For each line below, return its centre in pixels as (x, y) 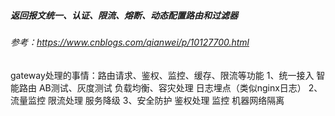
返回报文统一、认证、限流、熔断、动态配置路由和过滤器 (124, 15)
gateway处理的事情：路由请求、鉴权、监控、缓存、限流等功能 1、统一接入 (162, 75)
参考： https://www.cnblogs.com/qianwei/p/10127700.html (130, 42)
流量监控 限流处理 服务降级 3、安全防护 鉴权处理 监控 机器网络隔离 (147, 100)
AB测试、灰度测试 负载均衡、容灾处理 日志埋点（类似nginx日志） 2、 (180, 87)
